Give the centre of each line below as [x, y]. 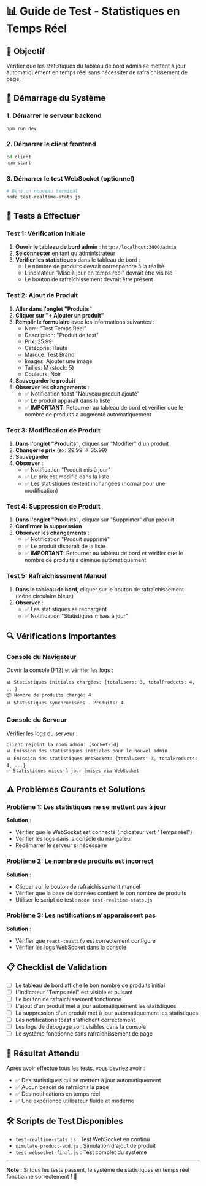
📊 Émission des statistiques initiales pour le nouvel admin [87, 751]
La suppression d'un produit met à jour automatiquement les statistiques [107, 1013]
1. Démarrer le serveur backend [54, 115]
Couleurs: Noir [43, 374]
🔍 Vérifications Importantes [61, 636]
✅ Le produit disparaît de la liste [65, 546]
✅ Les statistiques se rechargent [66, 609]
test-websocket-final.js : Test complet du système [81, 1152]
